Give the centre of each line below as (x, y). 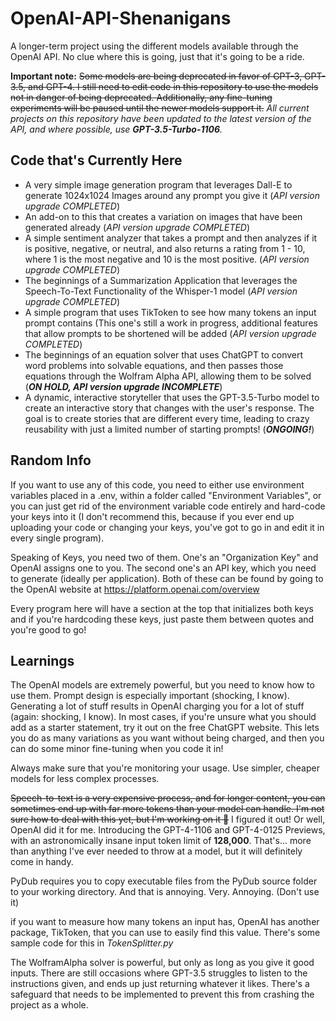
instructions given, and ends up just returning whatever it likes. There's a (160, 984)
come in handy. (42, 862)
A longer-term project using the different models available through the (154, 46)
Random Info (51, 460)
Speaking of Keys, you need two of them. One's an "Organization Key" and (164, 557)
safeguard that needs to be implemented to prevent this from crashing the (162, 994)
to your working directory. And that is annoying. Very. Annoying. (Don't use (165, 892)
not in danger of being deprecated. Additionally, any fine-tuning (141, 97)
